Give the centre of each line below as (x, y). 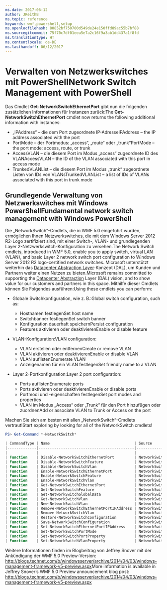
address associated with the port (46, 137)
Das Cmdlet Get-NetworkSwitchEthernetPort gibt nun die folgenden (76, 106)
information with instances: (33, 122)
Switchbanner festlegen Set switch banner (63, 319)
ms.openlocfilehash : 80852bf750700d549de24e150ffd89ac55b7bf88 (72, 28)
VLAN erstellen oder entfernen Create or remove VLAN (75, 349)
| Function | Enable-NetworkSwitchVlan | (71, 481)
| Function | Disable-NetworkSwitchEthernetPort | (71, 457)
